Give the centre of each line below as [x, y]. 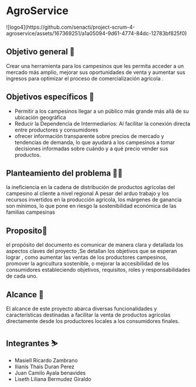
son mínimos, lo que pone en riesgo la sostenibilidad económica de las [91, 206]
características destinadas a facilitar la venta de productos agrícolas [88, 315]
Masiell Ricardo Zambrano [46, 360]
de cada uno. [22, 276]
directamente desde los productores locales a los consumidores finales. [93, 321]
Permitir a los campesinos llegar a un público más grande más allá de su [102, 111]
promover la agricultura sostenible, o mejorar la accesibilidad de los [88, 264]
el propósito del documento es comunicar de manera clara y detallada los [94, 245]
